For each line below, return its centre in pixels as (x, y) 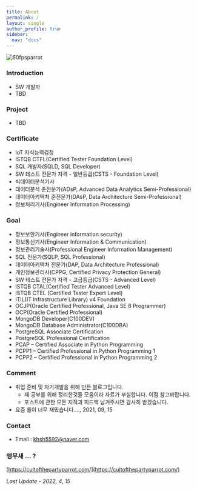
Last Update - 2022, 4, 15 (38, 481)
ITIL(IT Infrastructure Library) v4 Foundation (70, 299)
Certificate (23, 138)
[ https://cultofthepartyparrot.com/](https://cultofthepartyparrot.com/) (93, 470)
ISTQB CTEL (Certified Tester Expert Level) (69, 293)
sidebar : (17, 35)
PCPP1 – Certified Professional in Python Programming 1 (85, 351)
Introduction (25, 73)
